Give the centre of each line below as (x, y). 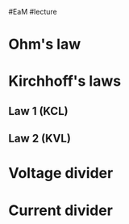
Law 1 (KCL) (38, 111)
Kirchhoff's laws (65, 81)
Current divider (60, 210)
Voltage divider (61, 173)
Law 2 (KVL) (40, 139)
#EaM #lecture (33, 12)
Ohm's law (45, 44)
